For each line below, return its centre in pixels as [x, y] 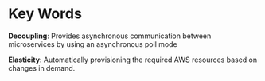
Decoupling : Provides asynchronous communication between [110, 36]
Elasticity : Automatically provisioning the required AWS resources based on [132, 60]
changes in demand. [42, 67]
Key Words [45, 14]
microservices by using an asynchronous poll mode [93, 44]
